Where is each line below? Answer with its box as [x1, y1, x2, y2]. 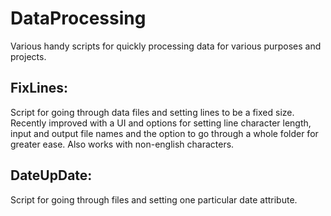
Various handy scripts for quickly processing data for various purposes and [10, 40, 322, 52]
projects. [10, 50, 47, 62]
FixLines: [10, 80, 69, 97]
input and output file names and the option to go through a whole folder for [10, 127, 319, 139]
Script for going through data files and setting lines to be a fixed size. [10, 106, 295, 118]
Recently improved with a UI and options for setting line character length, [10, 117, 312, 129]
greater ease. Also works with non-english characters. [10, 138, 235, 150]
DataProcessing [10, 7, 147, 30]
